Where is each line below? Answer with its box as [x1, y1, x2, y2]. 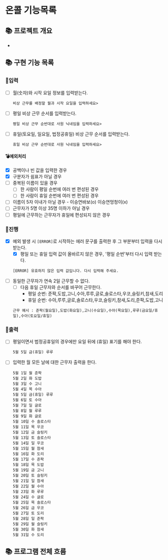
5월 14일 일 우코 [12, 440, 44, 446]
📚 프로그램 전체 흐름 [5, 547, 66, 556]
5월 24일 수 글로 [12, 495, 44, 500]
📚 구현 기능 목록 [5, 58, 54, 67]
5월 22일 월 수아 [12, 483, 44, 489]
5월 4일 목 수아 [12, 386, 42, 391]
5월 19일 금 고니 [12, 468, 44, 473]
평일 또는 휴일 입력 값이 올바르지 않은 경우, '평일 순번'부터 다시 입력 [20, 251, 153, 257]
